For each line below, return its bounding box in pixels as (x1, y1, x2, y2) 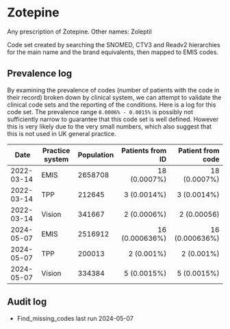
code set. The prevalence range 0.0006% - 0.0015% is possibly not (7, 107, 194, 116)
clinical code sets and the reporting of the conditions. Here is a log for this (7, 101, 216, 109)
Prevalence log (7, 68, 73, 79)
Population (77, 150, 114, 159)
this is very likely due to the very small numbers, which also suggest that (7, 122, 212, 131)
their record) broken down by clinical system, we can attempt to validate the (7, 93, 222, 101)
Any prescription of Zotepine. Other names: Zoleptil (7, 27, 152, 36)
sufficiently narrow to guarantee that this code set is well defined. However (7, 115, 219, 123)
